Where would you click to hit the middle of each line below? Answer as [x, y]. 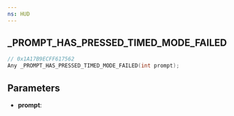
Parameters [34, 88]
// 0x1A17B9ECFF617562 [41, 59]
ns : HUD [19, 14]
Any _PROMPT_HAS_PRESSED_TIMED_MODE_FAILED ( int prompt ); [94, 66]
